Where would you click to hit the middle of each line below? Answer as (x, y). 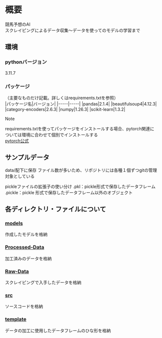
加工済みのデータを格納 (28, 258)
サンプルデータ (27, 158)
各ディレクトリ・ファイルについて (56, 209)
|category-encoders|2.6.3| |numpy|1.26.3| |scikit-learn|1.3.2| (65, 109)
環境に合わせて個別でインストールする (60, 135)
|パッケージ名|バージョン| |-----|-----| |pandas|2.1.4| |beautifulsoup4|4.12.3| (81, 104)
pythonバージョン (26, 62)
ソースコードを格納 (24, 307)
